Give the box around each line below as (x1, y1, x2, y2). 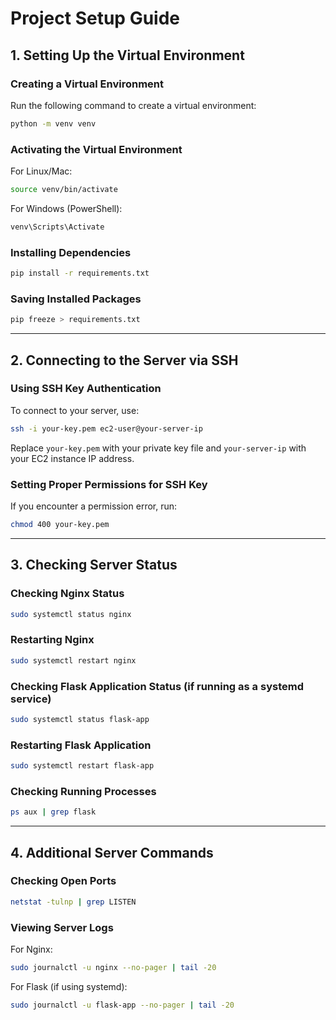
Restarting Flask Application (10, 738, 152, 752)
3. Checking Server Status (10, 557, 178, 574)
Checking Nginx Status (10, 587, 125, 601)
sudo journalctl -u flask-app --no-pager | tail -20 (10, 1000, 235, 1010)
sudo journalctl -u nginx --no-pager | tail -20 (10, 962, 217, 972)
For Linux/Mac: (10, 165, 73, 177)
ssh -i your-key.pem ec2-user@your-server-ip (10, 423, 203, 434)
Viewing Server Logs (10, 920, 114, 934)
